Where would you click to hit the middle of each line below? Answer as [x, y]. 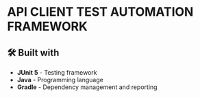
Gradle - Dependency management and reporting [87, 87]
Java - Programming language [60, 80]
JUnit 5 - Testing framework [57, 72]
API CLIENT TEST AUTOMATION [100, 12]
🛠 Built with [33, 52]
